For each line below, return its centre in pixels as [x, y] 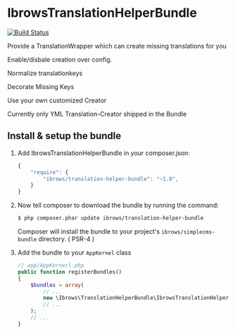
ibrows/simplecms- [189, 232]
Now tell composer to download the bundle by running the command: [118, 206]
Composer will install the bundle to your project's [89, 232]
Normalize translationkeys [45, 73]
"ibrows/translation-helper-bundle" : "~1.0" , [111, 179]
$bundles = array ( [57, 285]
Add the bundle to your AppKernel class [74, 253]
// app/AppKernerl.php [51, 265]
